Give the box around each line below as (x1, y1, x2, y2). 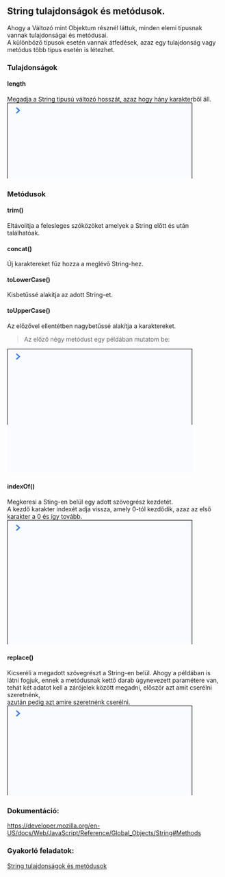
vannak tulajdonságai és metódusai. (7, 31, 108, 39)
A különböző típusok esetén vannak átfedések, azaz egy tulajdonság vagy (7, 38, 216, 47)
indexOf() (7, 482, 36, 491)
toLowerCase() (7, 275, 51, 283)
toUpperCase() (7, 307, 51, 315)
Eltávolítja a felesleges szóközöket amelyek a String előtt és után (7, 222, 189, 230)
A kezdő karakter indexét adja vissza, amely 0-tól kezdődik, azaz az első (7, 504, 212, 513)
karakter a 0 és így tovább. (7, 512, 83, 520)
